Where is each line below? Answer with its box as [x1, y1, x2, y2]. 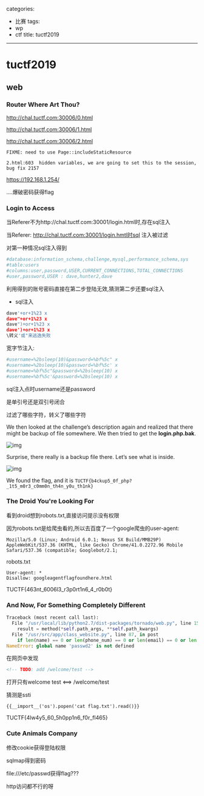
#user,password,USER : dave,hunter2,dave [6, 273, 113, 279]
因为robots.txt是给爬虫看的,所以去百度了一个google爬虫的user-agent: [6, 525, 180, 532]
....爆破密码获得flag [6, 188, 55, 196]
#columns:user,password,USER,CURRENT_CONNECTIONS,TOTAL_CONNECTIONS [6, 267, 183, 274]
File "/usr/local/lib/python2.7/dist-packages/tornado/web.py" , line [12, 621, 191, 627]
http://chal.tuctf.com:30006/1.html [6, 126, 92, 133]
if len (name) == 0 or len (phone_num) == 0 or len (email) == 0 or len [17, 637, 197, 643]
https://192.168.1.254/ [6, 175, 59, 183]
